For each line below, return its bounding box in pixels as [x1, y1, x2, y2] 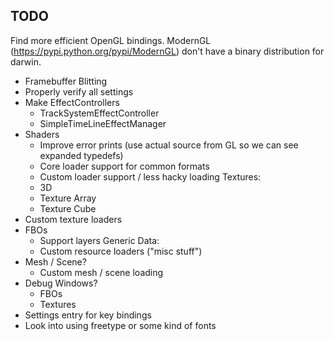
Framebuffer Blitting [24, 75, 108, 87]
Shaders [24, 128, 60, 140]
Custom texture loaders [24, 213, 123, 225]
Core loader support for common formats [39, 160, 210, 172]
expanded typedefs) [39, 149, 124, 161]
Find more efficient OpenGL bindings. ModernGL [10, 34, 212, 46]
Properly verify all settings [24, 85, 134, 98]
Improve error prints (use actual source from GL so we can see [39, 139, 299, 151]
